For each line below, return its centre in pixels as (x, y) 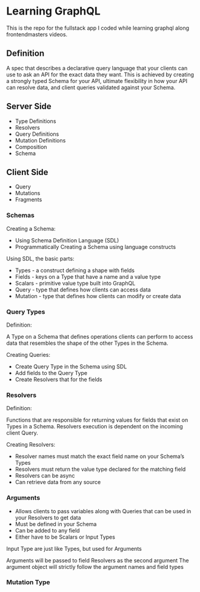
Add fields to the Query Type (51, 373)
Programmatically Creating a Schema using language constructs (95, 247)
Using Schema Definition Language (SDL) (67, 240)
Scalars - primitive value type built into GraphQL (75, 283)
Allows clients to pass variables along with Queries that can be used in (103, 511)
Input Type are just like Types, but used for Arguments (74, 548)
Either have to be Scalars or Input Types (65, 537)
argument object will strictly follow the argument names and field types (95, 567)
